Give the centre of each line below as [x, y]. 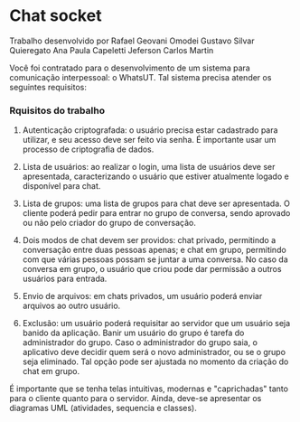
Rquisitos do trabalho [57, 110]
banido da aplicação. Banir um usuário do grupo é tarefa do [133, 333]
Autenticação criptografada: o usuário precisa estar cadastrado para [150, 130]
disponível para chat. [61, 186]
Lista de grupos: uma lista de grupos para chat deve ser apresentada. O [156, 203]
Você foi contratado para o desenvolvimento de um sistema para [130, 68]
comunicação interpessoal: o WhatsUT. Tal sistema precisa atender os [141, 77]
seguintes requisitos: [48, 87]
